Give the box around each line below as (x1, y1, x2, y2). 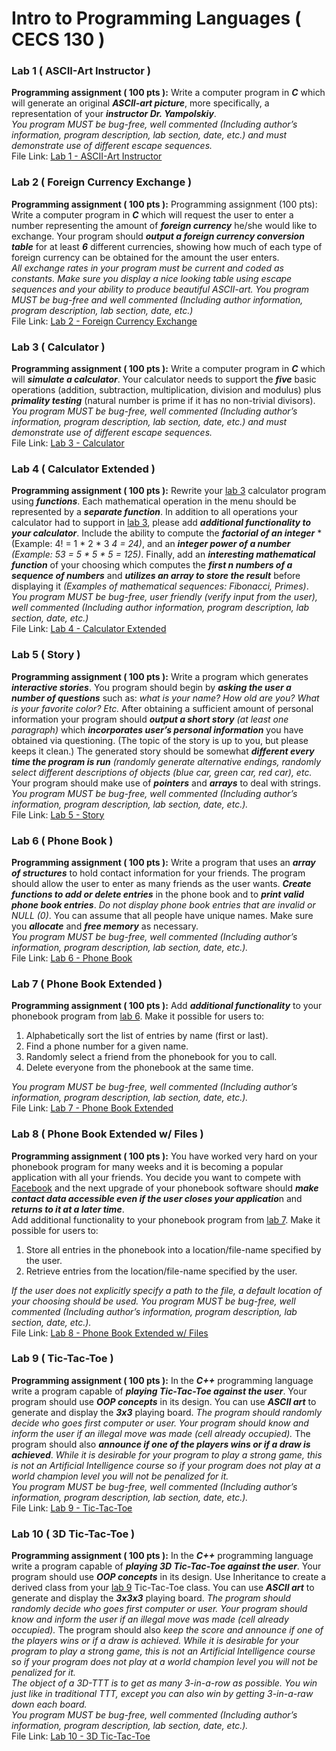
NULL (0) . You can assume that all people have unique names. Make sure (11, 909, 314, 921)
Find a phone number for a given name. (25, 1040, 189, 1052)
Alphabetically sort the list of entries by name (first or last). (25, 1030, 269, 1042)
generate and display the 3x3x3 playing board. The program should (11, 1592, 291, 1604)
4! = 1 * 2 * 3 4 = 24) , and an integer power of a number (54, 538, 291, 550)
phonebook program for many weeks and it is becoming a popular (11, 1160, 284, 1172)
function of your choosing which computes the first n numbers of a (11, 559, 293, 571)
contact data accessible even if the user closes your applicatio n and (11, 1192, 303, 1204)
